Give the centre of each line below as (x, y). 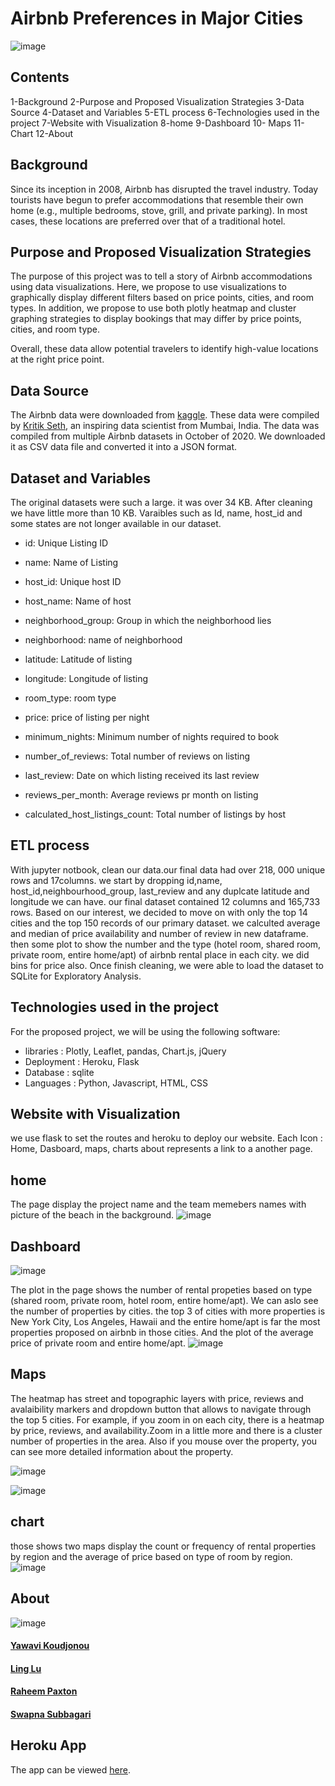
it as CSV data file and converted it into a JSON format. (124, 447)
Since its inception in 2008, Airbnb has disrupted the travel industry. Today (164, 189)
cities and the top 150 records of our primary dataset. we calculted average (165, 923)
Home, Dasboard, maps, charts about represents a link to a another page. (161, 1149)
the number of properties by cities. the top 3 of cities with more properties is (168, 1311)
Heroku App (48, 1745)
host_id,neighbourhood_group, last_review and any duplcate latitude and (160, 891)
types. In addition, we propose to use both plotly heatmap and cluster (153, 308)
